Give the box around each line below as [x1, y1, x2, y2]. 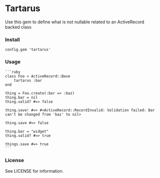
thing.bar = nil [5, 95, 38, 100]
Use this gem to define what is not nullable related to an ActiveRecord [5, 19, 144, 25]
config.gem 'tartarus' [5, 47, 51, 52]
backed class [5, 24, 32, 30]
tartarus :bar [14, 78, 42, 83]
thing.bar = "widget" [5, 129, 49, 134]
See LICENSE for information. [5, 168, 64, 174]
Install [5, 36, 20, 43]
